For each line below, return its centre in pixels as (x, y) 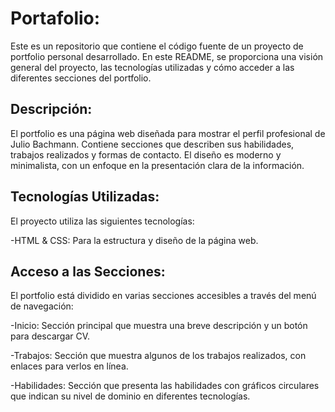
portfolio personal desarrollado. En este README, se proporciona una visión (167, 56)
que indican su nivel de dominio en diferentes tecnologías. (130, 396)
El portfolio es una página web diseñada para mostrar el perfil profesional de (168, 133)
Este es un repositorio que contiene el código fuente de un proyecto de (157, 46)
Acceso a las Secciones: (88, 271)
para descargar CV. (50, 336)
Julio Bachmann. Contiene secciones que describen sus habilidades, (152, 144)
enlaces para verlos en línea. (69, 366)
